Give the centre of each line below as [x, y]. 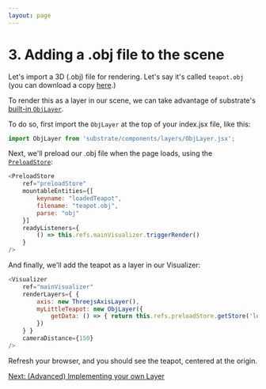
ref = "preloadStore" [55, 184]
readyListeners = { [51, 228]
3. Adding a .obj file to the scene [116, 54]
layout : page [30, 15]
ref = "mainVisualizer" [58, 287]
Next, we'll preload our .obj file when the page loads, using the [110, 153]
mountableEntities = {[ [58, 191]
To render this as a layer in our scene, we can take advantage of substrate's [132, 100]
